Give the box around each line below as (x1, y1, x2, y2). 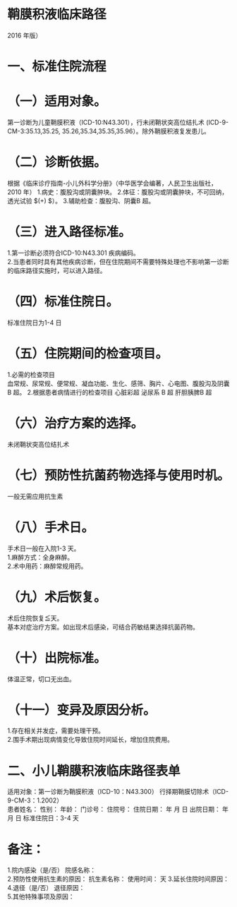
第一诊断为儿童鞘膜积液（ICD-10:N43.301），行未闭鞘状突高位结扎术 (7, 118, 205, 127)
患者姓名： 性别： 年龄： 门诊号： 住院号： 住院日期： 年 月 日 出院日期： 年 (7, 805, 229, 814)
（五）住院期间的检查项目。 (7, 346, 169, 362)
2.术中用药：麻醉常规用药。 (7, 562, 87, 570)
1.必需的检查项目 (7, 370, 55, 378)
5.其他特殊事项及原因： (7, 892, 75, 901)
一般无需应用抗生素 (7, 492, 63, 500)
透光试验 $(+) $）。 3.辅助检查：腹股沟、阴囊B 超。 (7, 197, 155, 205)
